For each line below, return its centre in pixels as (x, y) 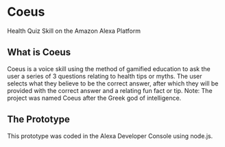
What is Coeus (39, 52)
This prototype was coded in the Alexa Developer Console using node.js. (110, 136)
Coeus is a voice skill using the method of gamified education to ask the (109, 68)
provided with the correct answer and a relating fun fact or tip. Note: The (110, 90)
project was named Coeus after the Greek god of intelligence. (94, 98)
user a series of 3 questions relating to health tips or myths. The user (105, 76)
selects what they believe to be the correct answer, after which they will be (113, 83)
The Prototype (39, 119)
